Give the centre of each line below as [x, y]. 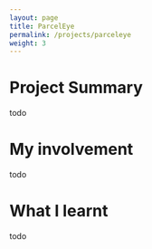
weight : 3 [28, 43]
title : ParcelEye [42, 26]
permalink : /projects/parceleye [70, 34]
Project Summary [76, 88]
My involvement [71, 149]
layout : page [34, 18]
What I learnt [59, 211]
